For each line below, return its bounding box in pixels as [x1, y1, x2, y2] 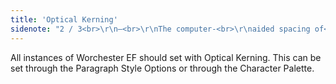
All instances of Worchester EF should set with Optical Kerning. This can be [10, 51, 322, 63]
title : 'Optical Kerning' [10, 14, 118, 25]
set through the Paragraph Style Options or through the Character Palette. [10, 62, 315, 74]
